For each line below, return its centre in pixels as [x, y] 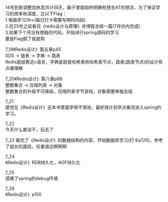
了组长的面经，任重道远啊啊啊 [36, 146]
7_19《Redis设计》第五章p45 [33, 49]
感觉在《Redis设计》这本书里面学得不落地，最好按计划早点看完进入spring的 [83, 107]
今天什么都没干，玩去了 [29, 130]
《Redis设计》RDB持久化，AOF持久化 [43, 162]
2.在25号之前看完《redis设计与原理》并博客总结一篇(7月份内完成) [73, 26]
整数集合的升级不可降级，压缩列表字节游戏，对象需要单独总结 [69, 91]
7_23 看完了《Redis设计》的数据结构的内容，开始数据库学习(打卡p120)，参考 [84, 140]
